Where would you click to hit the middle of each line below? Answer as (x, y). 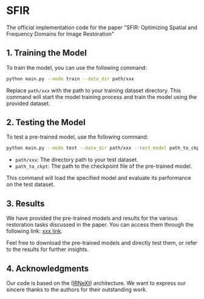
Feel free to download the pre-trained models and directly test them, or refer (102, 243)
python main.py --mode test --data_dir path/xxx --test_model (87, 148)
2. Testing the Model (46, 122)
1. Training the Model (46, 53)
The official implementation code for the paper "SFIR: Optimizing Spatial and (102, 27)
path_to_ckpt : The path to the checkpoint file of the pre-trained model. (104, 166)
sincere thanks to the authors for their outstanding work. (77, 289)
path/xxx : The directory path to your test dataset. (76, 160)
